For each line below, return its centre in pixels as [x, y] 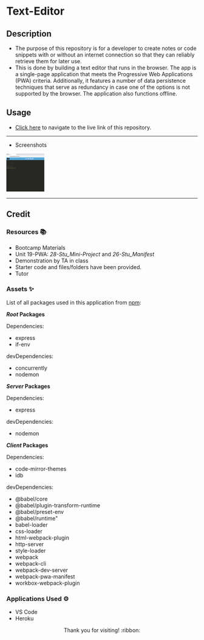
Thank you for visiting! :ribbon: [102, 630]
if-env [22, 344]
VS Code [26, 612]
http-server [29, 544]
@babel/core [31, 499]
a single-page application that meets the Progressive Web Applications [104, 74]
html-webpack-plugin [42, 538]
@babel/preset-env [39, 512]
